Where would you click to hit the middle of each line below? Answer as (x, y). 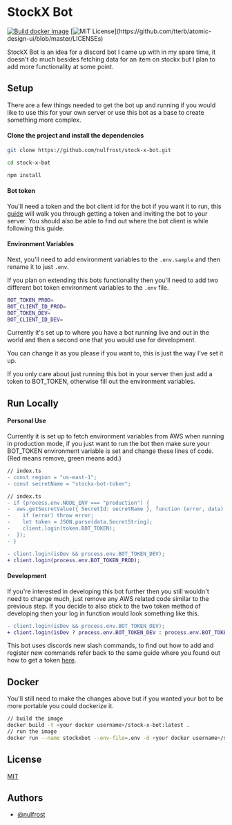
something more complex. (44, 120)
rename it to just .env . (38, 266)
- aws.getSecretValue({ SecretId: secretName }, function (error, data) (116, 509)
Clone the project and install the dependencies (76, 136)
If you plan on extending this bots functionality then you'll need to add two (113, 280)
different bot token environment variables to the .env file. (88, 287)
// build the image (35, 719)
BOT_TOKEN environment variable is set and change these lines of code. (110, 451)
